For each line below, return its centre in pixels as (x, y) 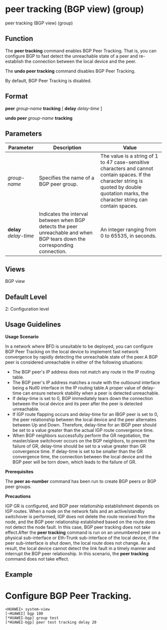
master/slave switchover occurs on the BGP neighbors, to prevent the (83, 440)
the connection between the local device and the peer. (81, 61)
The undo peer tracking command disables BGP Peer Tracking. (70, 71)
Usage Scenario (22, 336)
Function (19, 39)
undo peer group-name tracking (39, 118)
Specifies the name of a (67, 178)
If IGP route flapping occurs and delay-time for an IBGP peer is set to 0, (85, 414)
